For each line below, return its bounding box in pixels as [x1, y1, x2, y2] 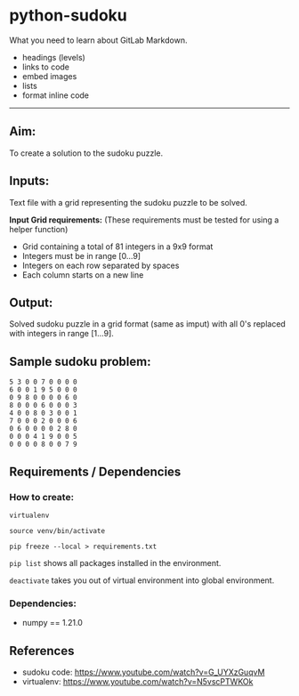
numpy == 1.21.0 [21, 618, 83, 628]
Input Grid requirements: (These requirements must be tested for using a [9, 214, 279, 225]
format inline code [21, 90, 90, 101]
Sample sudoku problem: [9, 353, 151, 369]
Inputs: [9, 174, 50, 189]
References [9, 643, 75, 659]
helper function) [9, 223, 69, 234]
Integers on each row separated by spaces [21, 260, 180, 271]
